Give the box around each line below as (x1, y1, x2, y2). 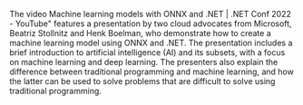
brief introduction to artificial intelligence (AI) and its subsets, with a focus (9, 47, 286, 58)
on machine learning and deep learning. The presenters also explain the (9, 57, 279, 67)
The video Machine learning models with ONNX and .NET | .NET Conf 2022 (9, 9, 292, 19)
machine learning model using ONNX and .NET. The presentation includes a (9, 37, 293, 48)
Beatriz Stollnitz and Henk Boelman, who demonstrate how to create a (9, 28, 272, 38)
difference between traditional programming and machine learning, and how (9, 66, 295, 77)
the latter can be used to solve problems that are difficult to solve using (9, 76, 276, 86)
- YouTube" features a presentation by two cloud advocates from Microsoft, (9, 18, 292, 29)
